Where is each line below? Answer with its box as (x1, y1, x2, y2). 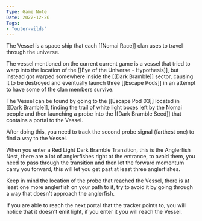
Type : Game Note (6, 8, 47, 15)
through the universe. (6, 49, 60, 56)
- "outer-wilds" (6, 25, 47, 32)
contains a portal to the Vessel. (6, 117, 83, 124)
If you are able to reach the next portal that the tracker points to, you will (6, 202, 186, 209)
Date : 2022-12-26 (6, 14, 50, 20)
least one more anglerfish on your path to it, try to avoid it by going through (6, 184, 193, 191)
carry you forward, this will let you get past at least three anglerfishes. (6, 166, 181, 173)
